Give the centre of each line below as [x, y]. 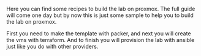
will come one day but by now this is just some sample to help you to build [100, 15]
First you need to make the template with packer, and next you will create [99, 33]
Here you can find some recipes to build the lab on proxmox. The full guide [101, 9]
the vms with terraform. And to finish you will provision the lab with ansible [100, 40]
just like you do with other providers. [52, 46]
